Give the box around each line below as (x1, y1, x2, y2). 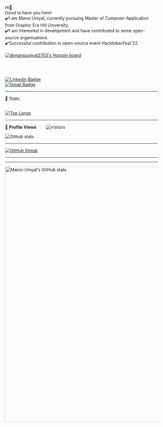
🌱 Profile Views (5, 124, 37, 130)
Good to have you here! (5, 10, 52, 16)
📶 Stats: (5, 95, 21, 101)
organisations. (20, 35, 49, 40)
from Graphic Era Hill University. (5, 22, 69, 28)
